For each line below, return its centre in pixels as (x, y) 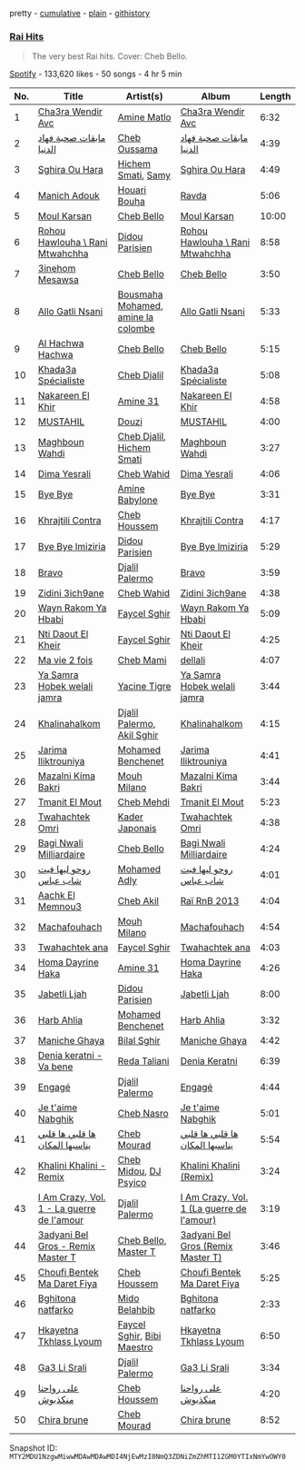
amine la (136, 317)
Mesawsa (59, 280)
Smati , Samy (144, 175)
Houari (132, 190)
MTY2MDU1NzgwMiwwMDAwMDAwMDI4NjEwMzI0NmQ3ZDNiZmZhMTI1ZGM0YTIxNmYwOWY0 (148, 1457)
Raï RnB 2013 (210, 901)
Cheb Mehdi (144, 802)
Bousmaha (140, 294)
